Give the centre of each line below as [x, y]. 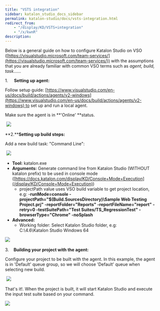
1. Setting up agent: [27, 80]
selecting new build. [25, 269]
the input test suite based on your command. [50, 294]
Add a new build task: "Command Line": [45, 143]
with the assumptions [132, 61]
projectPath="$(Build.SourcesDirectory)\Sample [70, 199]
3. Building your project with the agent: [47, 250]
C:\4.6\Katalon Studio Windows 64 [54, 230]
